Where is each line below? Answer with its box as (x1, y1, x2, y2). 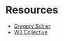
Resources (5, 3, 59, 17)
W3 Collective (13, 28, 48, 35)
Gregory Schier (13, 23, 51, 29)
